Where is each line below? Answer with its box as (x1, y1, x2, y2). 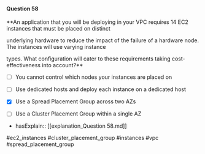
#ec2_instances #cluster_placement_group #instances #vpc (6, 134, 159, 142)
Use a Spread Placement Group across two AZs (15, 98, 136, 105)
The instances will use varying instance (6, 43, 106, 51)
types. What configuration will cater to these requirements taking (6, 55, 171, 62)
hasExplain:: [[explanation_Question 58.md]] (15, 122, 127, 130)
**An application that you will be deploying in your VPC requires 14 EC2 (6, 18, 189, 26)
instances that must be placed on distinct (6, 25, 110, 32)
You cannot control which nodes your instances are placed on (15, 73, 172, 81)
